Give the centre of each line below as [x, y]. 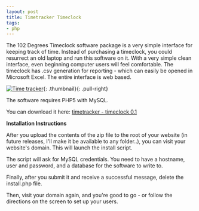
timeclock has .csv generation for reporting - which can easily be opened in [99, 71]
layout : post [22, 12]
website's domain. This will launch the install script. [69, 148]
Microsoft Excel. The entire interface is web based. [69, 77]
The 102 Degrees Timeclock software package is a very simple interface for [99, 45]
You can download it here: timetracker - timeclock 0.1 [72, 112]
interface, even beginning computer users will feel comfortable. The [90, 65]
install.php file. [24, 184]
